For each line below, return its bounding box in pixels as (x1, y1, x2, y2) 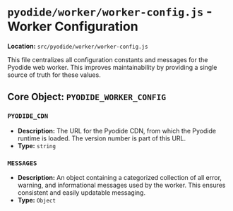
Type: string (17, 141, 56, 150)
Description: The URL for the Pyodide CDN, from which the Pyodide (17, 126, 217, 135)
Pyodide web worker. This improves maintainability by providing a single (7, 63, 217, 71)
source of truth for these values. (7, 71, 101, 79)
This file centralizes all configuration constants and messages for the (7, 55, 208, 64)
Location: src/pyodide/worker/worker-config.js (7, 42, 148, 50)
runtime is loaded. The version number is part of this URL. (17, 134, 186, 143)
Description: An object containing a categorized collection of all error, (17, 173, 222, 181)
